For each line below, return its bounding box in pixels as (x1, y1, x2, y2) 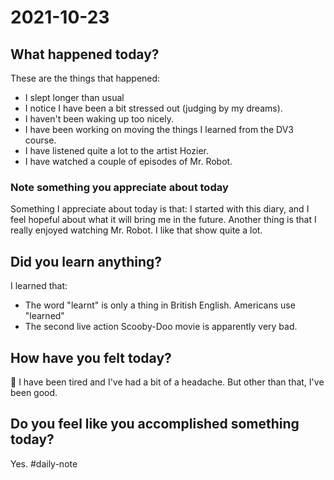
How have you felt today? (10, 349, 172, 366)
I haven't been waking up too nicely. (24, 113, 174, 125)
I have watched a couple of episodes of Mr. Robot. (24, 156, 233, 167)
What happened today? (10, 46, 160, 63)
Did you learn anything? (10, 253, 163, 270)
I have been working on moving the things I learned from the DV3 (24, 124, 295, 135)
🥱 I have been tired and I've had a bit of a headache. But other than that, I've (10, 376, 325, 388)
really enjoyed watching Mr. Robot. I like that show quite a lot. (10, 224, 263, 236)
